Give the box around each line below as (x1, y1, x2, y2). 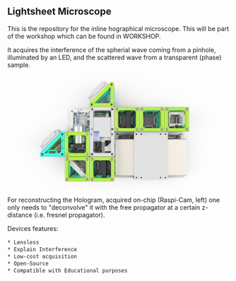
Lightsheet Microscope (7, 6, 112, 18)
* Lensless (7, 239, 40, 246)
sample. (7, 60, 30, 69)
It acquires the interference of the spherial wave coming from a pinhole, (7, 45, 216, 54)
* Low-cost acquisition (7, 253, 78, 260)
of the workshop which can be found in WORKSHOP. (7, 32, 161, 40)
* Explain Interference (7, 246, 78, 253)
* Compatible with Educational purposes (7, 267, 129, 274)
